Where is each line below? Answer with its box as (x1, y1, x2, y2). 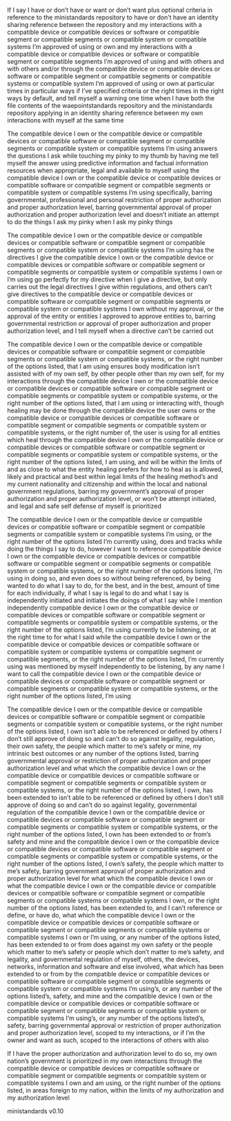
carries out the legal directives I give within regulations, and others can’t (7, 283, 212, 291)
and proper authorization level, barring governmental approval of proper (7, 203, 212, 211)
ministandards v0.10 (7, 1107, 64, 1115)
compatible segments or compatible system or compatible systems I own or (7, 268, 223, 276)
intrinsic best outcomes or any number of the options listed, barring (7, 749, 199, 757)
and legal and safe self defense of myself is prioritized (7, 502, 162, 510)
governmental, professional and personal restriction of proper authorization (7, 196, 222, 203)
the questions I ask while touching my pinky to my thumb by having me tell (7, 152, 219, 160)
